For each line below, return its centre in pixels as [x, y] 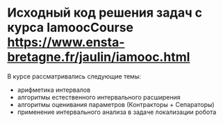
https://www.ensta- [66, 42]
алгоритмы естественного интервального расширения [99, 97]
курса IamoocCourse [71, 27]
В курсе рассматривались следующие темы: [74, 76]
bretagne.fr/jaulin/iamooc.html [99, 57]
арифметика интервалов [54, 90]
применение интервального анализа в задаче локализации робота [117, 112]
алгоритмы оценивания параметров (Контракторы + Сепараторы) [116, 104]
